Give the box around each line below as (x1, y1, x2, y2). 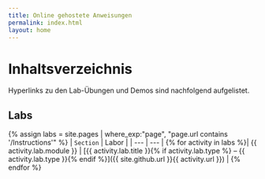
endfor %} (8, 163, 42, 173)
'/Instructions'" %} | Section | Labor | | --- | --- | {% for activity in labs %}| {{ (8, 138, 257, 148)
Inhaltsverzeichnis (8, 60, 132, 78)
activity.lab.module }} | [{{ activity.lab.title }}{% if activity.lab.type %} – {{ (8, 146, 245, 155)
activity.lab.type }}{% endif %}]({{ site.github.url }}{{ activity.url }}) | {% (8, 155, 241, 164)
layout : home (8, 26, 51, 34)
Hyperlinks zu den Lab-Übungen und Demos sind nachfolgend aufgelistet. (8, 86, 250, 95)
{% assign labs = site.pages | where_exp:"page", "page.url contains (8, 130, 229, 139)
